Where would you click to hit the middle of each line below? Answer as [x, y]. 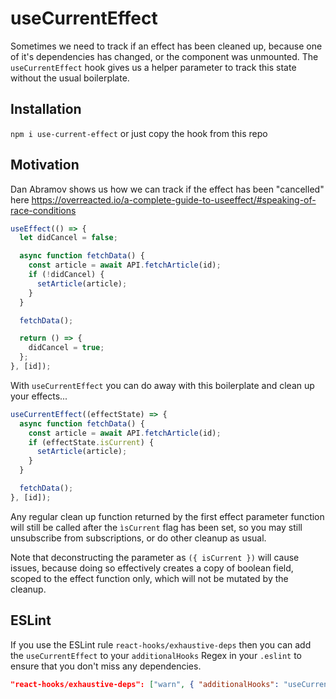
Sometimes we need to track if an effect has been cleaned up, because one [166, 46]
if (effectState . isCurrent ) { [91, 442]
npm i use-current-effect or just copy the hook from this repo [139, 133]
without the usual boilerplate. [70, 78]
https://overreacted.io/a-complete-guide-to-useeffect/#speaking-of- [174, 199]
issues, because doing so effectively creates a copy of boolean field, [152, 568]
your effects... [39, 396]
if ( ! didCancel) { [66, 275]
